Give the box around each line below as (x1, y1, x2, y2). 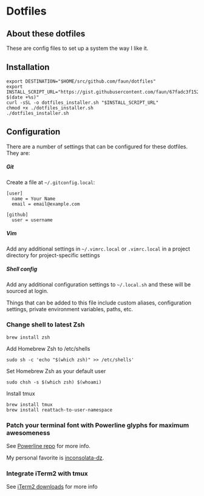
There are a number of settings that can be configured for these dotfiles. (6, 143, 188, 150)
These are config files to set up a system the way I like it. (6, 44, 149, 52)
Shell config (6, 266, 38, 273)
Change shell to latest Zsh (6, 320, 85, 329)
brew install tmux (6, 401, 53, 408)
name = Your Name (12, 196, 56, 202)
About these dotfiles (6, 29, 86, 39)
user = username (12, 217, 53, 223)
